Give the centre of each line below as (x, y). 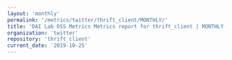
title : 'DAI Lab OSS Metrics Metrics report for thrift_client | (103, 26)
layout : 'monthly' (33, 13)
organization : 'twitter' (43, 33)
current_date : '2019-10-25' (48, 46)
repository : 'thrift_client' (49, 39)
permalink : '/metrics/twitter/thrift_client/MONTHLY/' (88, 20)
